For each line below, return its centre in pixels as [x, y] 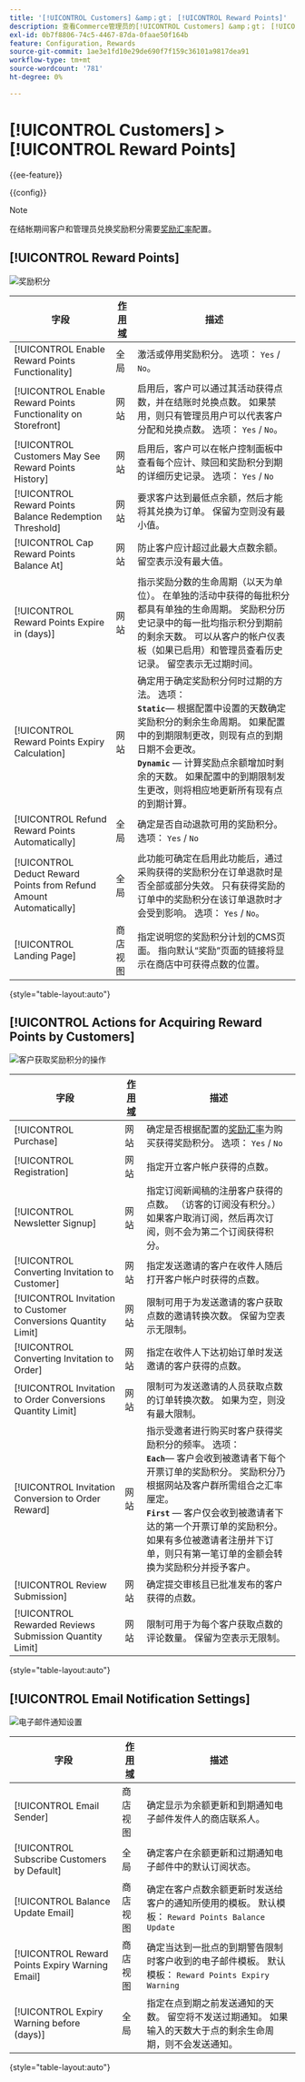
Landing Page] [45, 955]
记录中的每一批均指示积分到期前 [215, 623]
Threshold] [38, 527]
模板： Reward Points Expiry [208, 1975]
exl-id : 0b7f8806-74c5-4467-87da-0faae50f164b [99, 35]
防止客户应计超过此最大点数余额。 [210, 547]
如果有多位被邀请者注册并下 [206, 1540]
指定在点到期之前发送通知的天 [211, 2004]
